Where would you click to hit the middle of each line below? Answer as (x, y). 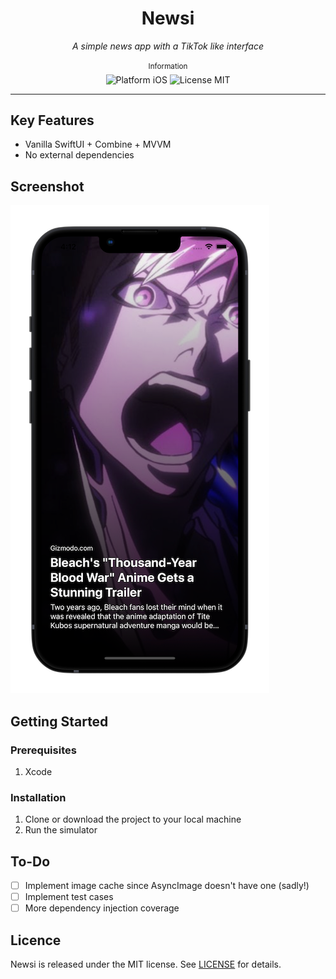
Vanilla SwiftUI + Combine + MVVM (98, 144)
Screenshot (47, 186)
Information (168, 66)
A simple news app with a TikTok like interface (167, 46)
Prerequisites (43, 750)
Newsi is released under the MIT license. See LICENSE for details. (146, 964)
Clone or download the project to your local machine (133, 819)
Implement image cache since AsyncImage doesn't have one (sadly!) (167, 886)
